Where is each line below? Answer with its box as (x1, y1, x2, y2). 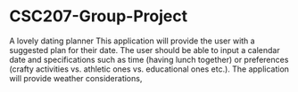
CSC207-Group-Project (9, 6, 188, 27)
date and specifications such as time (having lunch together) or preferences (9, 54, 289, 65)
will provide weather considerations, (9, 73, 143, 83)
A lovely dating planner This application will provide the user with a (9, 35, 256, 46)
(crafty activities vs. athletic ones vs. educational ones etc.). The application (9, 64, 290, 74)
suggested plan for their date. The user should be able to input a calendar (9, 44, 280, 55)
